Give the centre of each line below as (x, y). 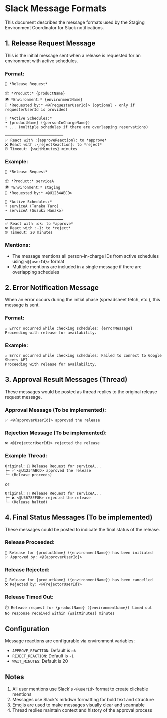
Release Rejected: (27, 569)
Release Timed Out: (29, 597)
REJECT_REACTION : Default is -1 (43, 656)
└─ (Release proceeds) (29, 475)
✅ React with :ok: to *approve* (39, 224)
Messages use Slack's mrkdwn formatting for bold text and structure (83, 700)
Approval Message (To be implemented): (56, 410)
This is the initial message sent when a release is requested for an (73, 55)
